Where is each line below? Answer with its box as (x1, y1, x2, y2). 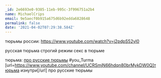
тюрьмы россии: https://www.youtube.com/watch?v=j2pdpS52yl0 (5, 38, 140, 44)
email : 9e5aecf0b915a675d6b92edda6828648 (5, 16, 90, 21)
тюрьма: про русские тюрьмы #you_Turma (5, 57, 94, 63)
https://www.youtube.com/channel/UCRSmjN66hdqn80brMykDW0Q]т (14, 62, 157, 68)
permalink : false (5, 20, 40, 26)
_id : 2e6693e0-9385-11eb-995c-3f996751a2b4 (5, 7, 95, 12)
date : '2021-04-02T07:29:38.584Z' (5, 25, 75, 30)
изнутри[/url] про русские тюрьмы (20, 67, 93, 73)
